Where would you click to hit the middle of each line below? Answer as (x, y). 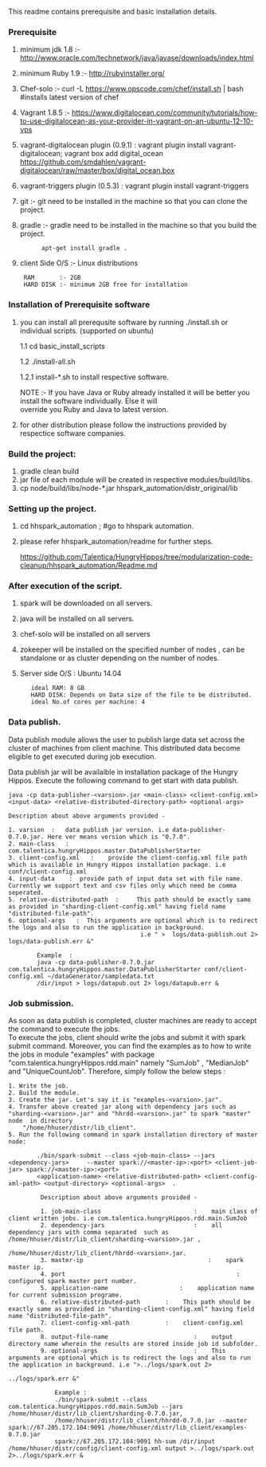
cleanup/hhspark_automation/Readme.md (88, 566)
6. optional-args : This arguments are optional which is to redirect (133, 920)
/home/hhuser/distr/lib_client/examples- (178, 1428)
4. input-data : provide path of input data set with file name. (126, 879)
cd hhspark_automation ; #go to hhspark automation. (107, 526)
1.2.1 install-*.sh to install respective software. (94, 377)
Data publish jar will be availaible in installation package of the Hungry (123, 771)
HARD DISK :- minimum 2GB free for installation (106, 285)
